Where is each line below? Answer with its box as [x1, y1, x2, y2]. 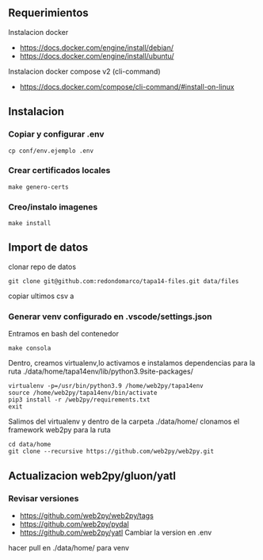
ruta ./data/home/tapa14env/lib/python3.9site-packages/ [8, 366, 194, 376]
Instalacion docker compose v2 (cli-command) [8, 67, 161, 76]
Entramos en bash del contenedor [8, 329, 119, 339]
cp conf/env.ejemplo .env [8, 147, 93, 155]
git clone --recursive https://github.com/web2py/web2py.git [8, 447, 215, 455]
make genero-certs [8, 182, 69, 191]
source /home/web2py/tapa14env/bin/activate [8, 389, 158, 397]
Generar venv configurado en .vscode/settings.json [8, 311, 212, 322]
